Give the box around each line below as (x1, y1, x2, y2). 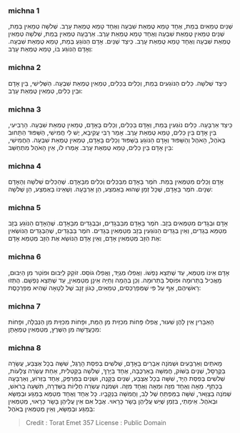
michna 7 (8, 301, 41, 311)
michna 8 (8, 343, 41, 352)
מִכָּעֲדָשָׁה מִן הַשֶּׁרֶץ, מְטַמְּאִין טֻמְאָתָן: (8, 325, 101, 334)
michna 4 (8, 161, 41, 171)
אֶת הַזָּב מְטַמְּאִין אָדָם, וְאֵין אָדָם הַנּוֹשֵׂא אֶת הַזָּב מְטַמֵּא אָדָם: (8, 234, 162, 243)
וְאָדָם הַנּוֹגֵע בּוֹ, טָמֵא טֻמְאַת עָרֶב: (8, 45, 94, 54)
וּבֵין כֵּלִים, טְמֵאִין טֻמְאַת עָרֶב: (8, 86, 83, 95)
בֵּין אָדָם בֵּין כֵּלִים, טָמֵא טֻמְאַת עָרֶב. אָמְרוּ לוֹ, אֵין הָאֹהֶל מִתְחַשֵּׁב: (8, 143, 174, 151)
